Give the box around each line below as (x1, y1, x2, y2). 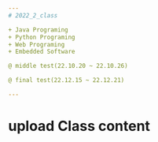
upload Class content (8, 118, 151, 135)
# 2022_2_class (8, 11, 58, 20)
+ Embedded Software (8, 48, 76, 56)
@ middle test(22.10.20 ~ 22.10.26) (8, 62, 128, 70)
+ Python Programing (8, 33, 76, 41)
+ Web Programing (8, 40, 65, 48)
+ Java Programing (8, 25, 68, 34)
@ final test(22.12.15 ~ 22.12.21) (8, 77, 125, 84)
